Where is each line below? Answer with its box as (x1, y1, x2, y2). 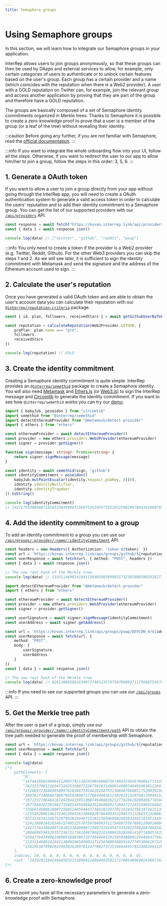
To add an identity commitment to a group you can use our (5, 532, 125, 538)
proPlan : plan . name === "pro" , (14, 327, 79, 332)
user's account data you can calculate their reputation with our (5, 299, 134, 305)
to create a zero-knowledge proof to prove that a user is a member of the (5, 118, 155, 124)
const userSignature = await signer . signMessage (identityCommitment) (5, 615, 153, 620)
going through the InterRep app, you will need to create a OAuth (5, 191, 136, 197)
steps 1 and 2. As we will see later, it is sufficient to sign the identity (5, 256, 143, 261)
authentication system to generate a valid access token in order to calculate (5, 197, 161, 203)
